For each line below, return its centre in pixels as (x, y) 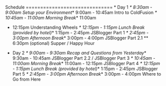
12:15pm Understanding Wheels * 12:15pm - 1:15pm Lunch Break (78, 27)
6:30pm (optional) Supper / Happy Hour (53, 43)
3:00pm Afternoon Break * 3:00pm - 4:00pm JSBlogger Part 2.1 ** (80, 38)
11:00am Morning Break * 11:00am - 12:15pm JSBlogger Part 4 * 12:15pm (86, 63)
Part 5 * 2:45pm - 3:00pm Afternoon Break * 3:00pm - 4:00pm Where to (87, 74)
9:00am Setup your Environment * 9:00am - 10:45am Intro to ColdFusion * (81, 12)
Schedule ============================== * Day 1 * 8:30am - (79, 7)
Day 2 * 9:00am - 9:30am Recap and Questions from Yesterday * (79, 53)
